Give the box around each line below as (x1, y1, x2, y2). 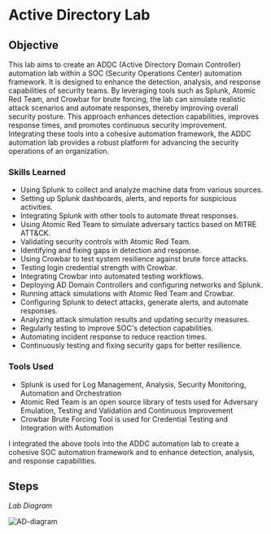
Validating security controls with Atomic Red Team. (20, 237, 191, 247)
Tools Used (8, 361, 55, 372)
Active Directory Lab (8, 6, 151, 24)
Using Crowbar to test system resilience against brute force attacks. (20, 254, 249, 264)
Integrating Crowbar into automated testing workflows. (20, 271, 204, 282)
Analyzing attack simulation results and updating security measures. (20, 315, 250, 325)
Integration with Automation (20, 422, 114, 432)
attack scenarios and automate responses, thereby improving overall (8, 103, 238, 112)
